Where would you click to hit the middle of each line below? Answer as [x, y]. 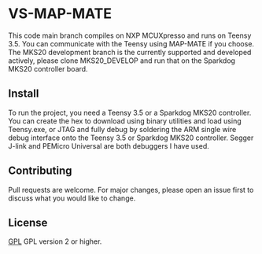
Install [24, 94]
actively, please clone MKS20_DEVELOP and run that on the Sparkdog [122, 61]
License [28, 222]
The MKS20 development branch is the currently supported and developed [130, 52]
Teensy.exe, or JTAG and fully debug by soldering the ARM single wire [122, 129]
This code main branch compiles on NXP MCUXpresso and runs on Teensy [130, 35]
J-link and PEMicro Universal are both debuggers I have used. [109, 145]
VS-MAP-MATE [60, 14]
